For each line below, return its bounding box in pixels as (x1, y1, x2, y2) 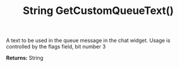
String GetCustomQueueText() (22, 4, 174, 17)
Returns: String (6, 54, 44, 62)
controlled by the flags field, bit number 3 (6, 43, 106, 50)
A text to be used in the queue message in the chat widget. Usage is (6, 37, 171, 44)
